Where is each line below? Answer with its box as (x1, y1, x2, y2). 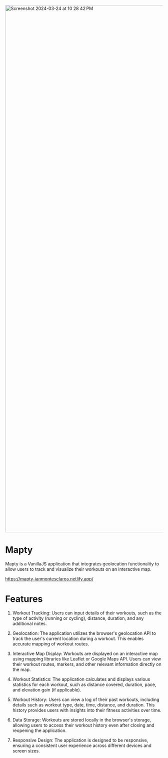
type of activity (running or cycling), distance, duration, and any (12, 615, 144, 621)
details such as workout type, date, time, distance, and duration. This (12, 701, 155, 707)
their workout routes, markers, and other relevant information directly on (12, 661, 161, 667)
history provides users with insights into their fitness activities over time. (12, 707, 161, 713)
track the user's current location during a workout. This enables (12, 635, 144, 641)
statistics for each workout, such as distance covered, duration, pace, (12, 681, 156, 687)
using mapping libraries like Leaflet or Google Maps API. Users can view (12, 655, 161, 662)
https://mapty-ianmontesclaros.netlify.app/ (5, 575, 93, 582)
